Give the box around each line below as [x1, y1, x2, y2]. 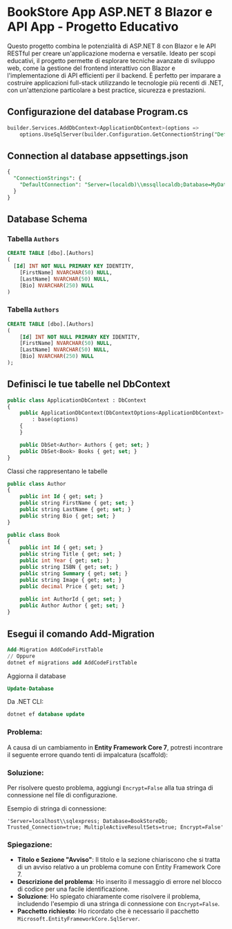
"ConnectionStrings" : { [13, 175, 81, 182]
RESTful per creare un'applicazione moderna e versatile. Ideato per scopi [7, 49, 216, 57]
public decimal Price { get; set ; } [19, 583, 126, 590]
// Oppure [7, 653, 36, 660]
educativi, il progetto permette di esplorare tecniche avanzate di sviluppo [7, 56, 215, 64]
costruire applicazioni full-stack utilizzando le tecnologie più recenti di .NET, [7, 78, 224, 87]
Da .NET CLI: [7, 698, 43, 706]
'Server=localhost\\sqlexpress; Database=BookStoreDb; [7, 817, 168, 824]
